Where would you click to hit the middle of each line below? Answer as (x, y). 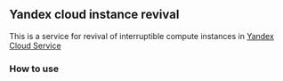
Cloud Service (35, 45)
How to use (34, 69)
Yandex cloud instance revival (94, 15)
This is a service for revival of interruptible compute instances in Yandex (141, 36)
